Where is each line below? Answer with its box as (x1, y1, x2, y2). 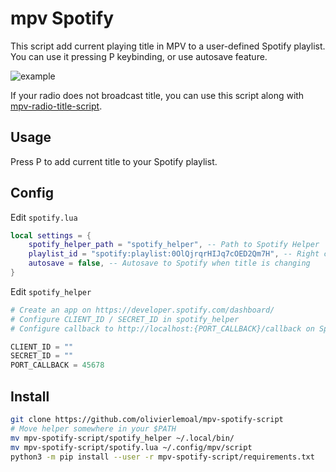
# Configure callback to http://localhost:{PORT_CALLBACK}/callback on (10, 323, 315, 334)
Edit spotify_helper (10, 285, 92, 297)
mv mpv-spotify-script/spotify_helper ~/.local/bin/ (10, 433, 235, 443)
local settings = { (10, 230, 92, 241)
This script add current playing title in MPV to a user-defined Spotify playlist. (10, 40, 326, 52)
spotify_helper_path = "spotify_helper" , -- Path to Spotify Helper (28, 240, 320, 250)
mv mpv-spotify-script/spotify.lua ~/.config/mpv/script (10, 442, 253, 452)
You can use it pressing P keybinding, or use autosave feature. (10, 50, 268, 62)
